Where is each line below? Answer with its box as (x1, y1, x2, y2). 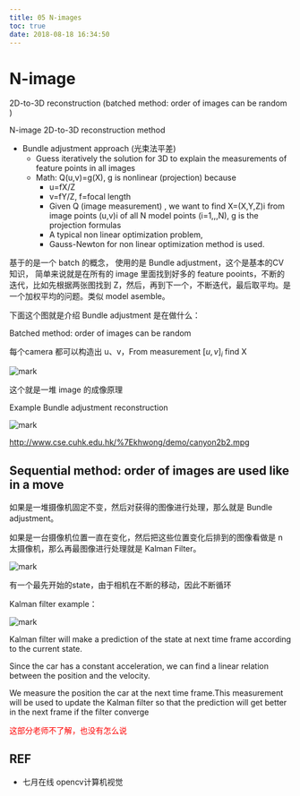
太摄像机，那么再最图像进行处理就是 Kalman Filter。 (9, 543, 201, 553)
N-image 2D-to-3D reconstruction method (9, 124, 166, 135)
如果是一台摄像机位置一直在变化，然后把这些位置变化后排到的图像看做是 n (9, 532, 284, 543)
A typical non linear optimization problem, (48, 229, 203, 240)
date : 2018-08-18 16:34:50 (9, 30, 110, 39)
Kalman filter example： (9, 598, 98, 609)
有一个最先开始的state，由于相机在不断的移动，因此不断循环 (9, 579, 232, 590)
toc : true (9, 21, 47, 30)
